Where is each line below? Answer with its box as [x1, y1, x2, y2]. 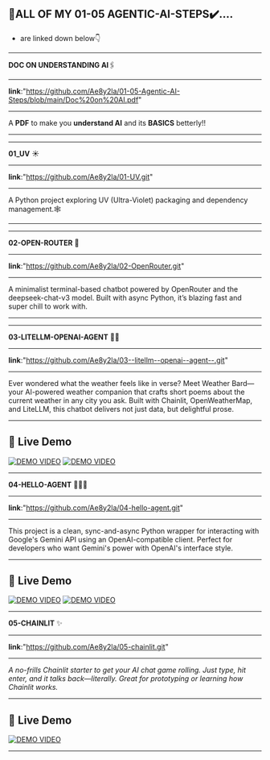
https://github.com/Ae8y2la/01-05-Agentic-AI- [26, 86, 181, 96]
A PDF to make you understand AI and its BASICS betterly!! [8, 118, 207, 127]
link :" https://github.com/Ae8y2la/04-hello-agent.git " [8, 503, 183, 513]
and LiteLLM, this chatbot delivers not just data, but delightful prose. [8, 404, 235, 413]
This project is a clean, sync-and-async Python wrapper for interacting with [8, 525, 260, 535]
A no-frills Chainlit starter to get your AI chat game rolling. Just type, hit [8, 665, 247, 675]
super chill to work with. [8, 301, 88, 311]
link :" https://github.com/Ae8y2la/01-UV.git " [8, 172, 153, 181]
